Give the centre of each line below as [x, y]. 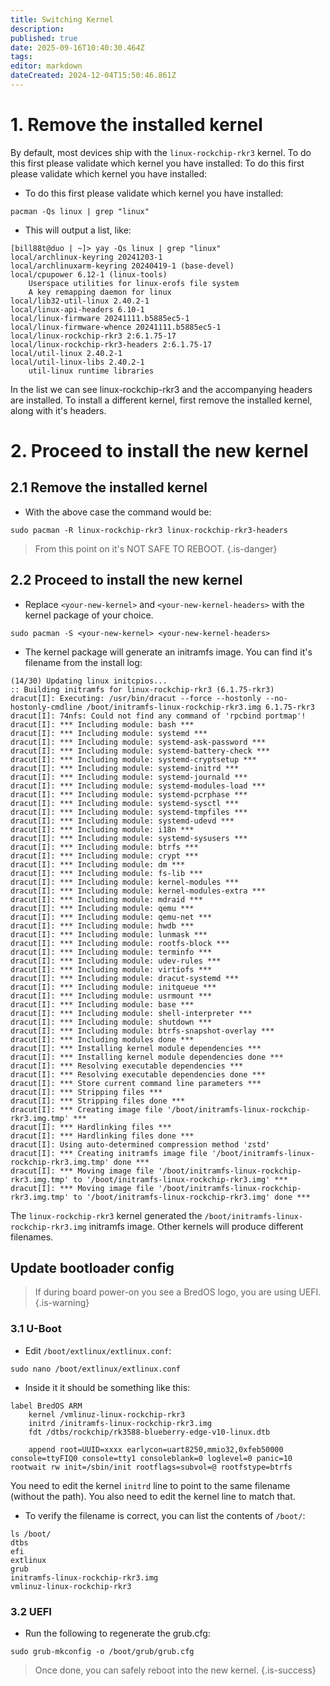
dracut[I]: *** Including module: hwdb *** [102, 926]
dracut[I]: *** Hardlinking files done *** [102, 1136]
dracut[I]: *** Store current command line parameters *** [136, 1083]
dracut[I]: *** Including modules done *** [102, 1039]
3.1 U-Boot [36, 1329]
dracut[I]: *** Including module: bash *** [102, 724]
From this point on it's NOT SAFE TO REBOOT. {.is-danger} [156, 548]
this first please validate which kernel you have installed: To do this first [157, 163]
